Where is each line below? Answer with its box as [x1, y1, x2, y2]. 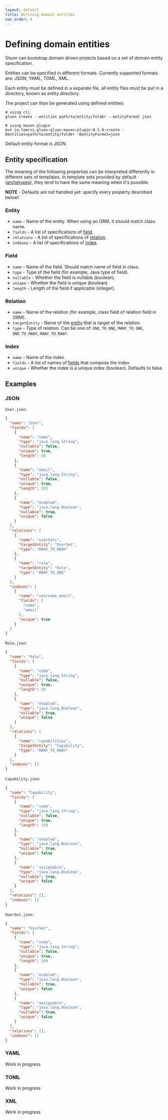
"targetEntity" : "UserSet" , [18, 542, 78, 547]
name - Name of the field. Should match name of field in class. [12, 263, 139, 269]
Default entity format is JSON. [5, 141, 67, 147]
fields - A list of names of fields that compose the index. [12, 360, 131, 366]
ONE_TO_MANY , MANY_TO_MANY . [12, 330, 69, 337]
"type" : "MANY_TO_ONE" [18, 570, 66, 575]
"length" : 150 [18, 822, 49, 827]
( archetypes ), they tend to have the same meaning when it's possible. [5, 179, 149, 185]
